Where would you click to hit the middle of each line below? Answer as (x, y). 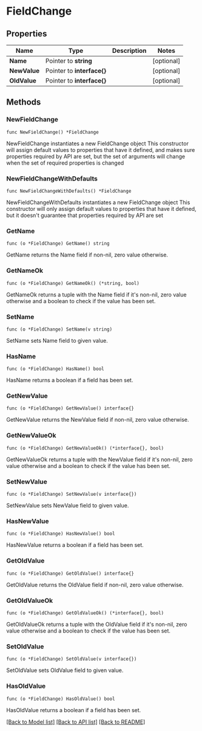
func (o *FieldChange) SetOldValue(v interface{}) (72, 659)
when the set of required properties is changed (65, 163)
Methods (24, 102)
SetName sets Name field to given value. (57, 340)
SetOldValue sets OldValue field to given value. (65, 670)
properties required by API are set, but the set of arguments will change (96, 156)
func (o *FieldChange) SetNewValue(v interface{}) (72, 494)
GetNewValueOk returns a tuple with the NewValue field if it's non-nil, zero (99, 459)
